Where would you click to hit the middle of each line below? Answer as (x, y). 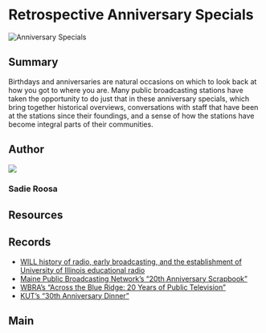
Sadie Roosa (33, 189)
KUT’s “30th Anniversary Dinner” (75, 295)
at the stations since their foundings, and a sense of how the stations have (131, 116)
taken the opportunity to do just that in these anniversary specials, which (129, 99)
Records (30, 242)
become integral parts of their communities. (81, 124)
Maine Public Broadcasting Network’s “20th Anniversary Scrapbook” (133, 278)
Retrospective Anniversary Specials (131, 15)
